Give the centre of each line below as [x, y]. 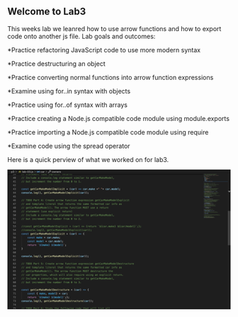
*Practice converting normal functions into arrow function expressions [110, 77]
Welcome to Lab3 [47, 12]
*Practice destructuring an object [57, 64]
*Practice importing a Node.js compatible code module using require [108, 132]
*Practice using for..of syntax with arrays [67, 105]
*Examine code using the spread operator [69, 146]
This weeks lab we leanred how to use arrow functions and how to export [114, 28]
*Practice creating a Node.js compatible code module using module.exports [119, 118]
